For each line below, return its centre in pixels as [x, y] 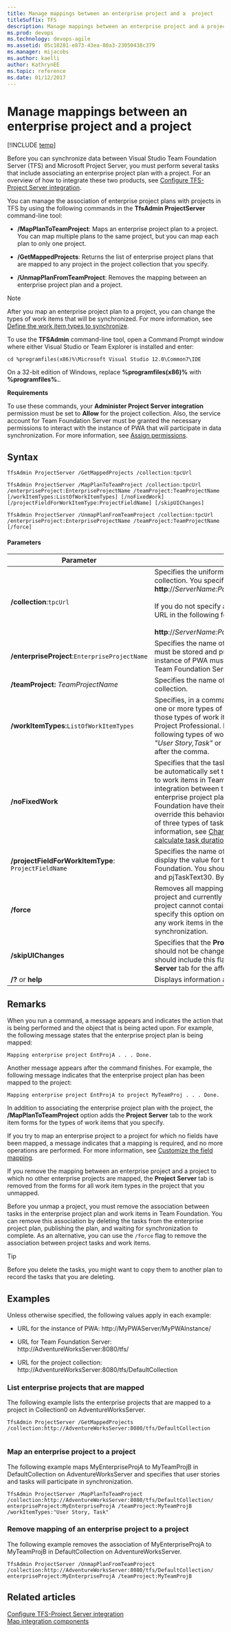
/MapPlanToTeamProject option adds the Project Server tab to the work [110, 1115]
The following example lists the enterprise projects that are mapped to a [109, 1403]
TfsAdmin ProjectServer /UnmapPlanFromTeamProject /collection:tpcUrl [110, 515]
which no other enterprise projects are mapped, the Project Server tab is [111, 1179]
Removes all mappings [191, 888]
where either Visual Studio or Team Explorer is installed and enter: [101, 347]
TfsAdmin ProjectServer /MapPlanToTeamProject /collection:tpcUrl [104, 485]
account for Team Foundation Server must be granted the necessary [104, 421]
